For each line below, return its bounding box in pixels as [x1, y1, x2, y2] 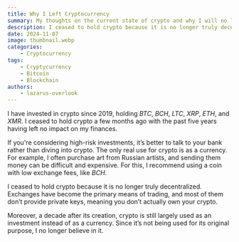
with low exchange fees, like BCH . [7, 169, 107, 177]
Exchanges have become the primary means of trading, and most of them [7, 190, 224, 199]
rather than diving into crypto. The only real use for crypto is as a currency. [7, 146, 228, 154]
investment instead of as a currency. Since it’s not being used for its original [7, 219, 230, 228]
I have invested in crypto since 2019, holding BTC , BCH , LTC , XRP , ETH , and [7, 110, 230, 118]
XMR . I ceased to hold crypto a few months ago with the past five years [7, 117, 217, 125]
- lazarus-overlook [20, 90, 78, 97]
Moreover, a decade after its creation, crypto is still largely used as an [7, 211, 212, 220]
